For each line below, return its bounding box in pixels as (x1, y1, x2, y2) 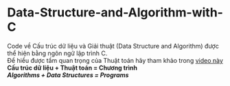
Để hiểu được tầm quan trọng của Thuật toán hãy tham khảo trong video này (7, 56, 223, 64)
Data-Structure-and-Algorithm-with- (7, 5, 223, 20)
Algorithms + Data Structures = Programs (7, 70, 129, 79)
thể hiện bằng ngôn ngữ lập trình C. (7, 49, 108, 57)
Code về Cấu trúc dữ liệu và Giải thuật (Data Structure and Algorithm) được (7, 42, 220, 50)
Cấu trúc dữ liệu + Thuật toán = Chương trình (7, 63, 137, 72)
